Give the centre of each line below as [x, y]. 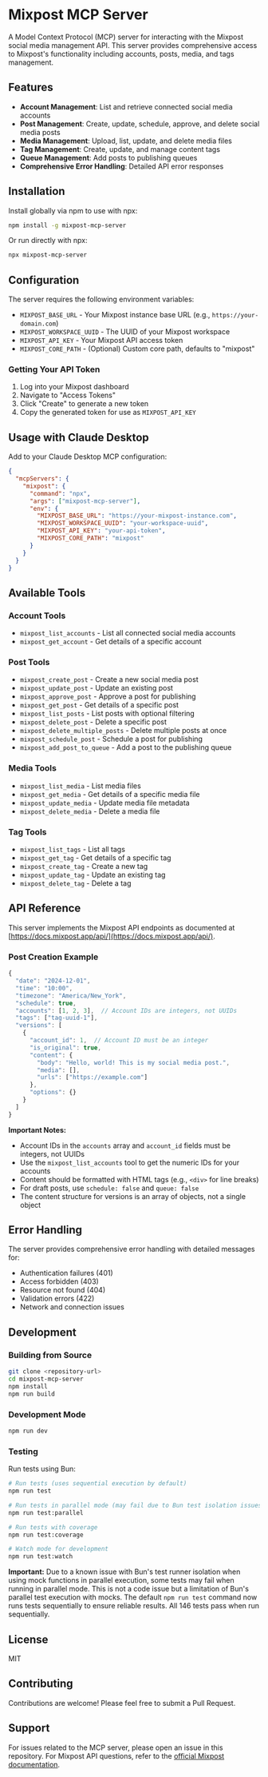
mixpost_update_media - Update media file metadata [104, 803]
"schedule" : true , [46, 1003]
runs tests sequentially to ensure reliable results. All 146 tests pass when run [134, 1606]
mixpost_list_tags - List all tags [73, 850]
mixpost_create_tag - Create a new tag [84, 867]
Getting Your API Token [54, 369]
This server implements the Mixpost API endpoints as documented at [122, 927]
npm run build [32, 1394]
